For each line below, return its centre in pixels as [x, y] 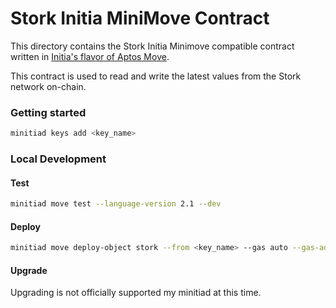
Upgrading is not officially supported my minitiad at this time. [136, 293]
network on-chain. [48, 86]
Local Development [58, 159]
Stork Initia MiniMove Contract [140, 18]
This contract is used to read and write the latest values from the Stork [156, 76]
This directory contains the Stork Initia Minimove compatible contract [152, 46]
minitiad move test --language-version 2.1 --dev [116, 204]
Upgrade [29, 270]
